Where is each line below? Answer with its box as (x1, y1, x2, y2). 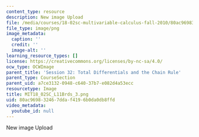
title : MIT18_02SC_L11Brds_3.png (6, 91, 89, 97)
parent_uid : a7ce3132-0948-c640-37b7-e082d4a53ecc (6, 81, 134, 87)
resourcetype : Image (6, 86, 57, 92)
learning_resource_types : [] (6, 53, 78, 59)
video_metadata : (6, 102, 46, 109)
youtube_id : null (11, 108, 54, 114)
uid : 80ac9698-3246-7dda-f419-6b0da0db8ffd (6, 97, 115, 103)
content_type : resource (6, 8, 65, 15)
